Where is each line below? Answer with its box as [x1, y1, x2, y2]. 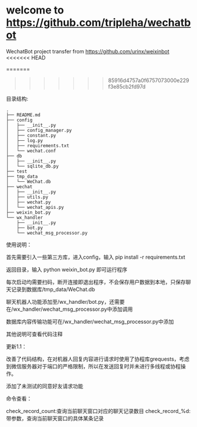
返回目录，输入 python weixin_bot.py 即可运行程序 [6, 266, 128, 273]
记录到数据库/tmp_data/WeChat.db [11, 286, 96, 293]
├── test [6, 168, 28, 174]
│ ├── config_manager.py [6, 127, 72, 133]
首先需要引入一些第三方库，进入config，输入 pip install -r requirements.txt [6, 253, 186, 260]
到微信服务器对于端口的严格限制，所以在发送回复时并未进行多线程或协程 [6, 362, 181, 370]
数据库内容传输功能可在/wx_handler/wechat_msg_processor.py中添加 [6, 318, 174, 325]
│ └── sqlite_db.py [6, 163, 59, 169]
